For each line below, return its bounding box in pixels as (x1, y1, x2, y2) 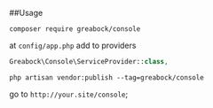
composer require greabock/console (9, 25, 141, 34)
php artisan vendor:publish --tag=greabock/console (9, 73, 204, 82)
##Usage (9, 8, 43, 18)
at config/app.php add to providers (9, 40, 137, 50)
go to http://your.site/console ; (9, 89, 129, 99)
